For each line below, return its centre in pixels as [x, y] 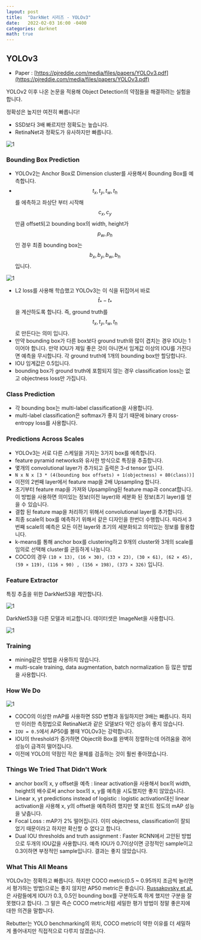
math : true [20, 34]
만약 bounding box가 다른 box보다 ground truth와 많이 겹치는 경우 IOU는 [101, 341]
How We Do [23, 691]
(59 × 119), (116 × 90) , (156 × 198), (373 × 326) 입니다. [89, 564]
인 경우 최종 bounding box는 [48, 245]
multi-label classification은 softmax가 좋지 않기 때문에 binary [88, 415]
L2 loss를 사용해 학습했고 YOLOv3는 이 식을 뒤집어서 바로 [83, 291]
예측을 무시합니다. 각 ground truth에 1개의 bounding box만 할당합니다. [104, 356]
